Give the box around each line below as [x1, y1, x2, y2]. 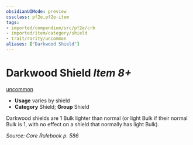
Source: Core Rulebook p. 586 [6, 132, 79, 139]
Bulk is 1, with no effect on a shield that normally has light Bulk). [6, 120, 160, 127]
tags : [6, 19, 19, 25]
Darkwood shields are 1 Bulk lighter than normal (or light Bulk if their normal [6, 115, 188, 122]
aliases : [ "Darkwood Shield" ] [6, 42, 80, 47]
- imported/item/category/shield [6, 30, 88, 36]
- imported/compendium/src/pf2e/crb [6, 25, 95, 31]
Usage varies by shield [14, 97, 70, 104]
